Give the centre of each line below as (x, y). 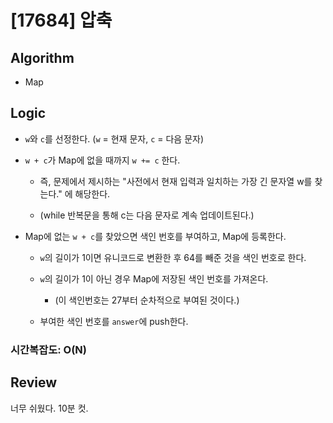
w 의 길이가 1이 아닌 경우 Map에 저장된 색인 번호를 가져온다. (154, 278)
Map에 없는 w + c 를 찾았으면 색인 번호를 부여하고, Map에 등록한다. (155, 236)
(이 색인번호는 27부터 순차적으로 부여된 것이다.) (147, 300)
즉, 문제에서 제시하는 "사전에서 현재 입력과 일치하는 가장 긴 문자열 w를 (176, 181)
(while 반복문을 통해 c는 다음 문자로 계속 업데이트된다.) (147, 215)
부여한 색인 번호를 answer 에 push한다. (114, 321)
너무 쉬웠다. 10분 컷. (49, 408)
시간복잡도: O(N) (48, 349)
